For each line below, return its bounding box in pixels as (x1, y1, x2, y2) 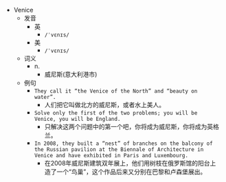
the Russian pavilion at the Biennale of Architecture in (34, 146, 204, 153)
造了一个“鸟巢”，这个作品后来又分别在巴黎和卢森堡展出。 (44, 168, 207, 176)
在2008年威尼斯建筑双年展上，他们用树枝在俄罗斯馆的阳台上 (44, 159, 216, 167)
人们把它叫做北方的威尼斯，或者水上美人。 (44, 101, 166, 109)
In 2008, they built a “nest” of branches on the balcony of (34, 140, 213, 147)
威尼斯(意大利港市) (44, 70, 98, 78)
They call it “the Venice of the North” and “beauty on (34, 88, 198, 95)
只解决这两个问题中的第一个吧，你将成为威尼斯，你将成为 (44, 123, 207, 130)
